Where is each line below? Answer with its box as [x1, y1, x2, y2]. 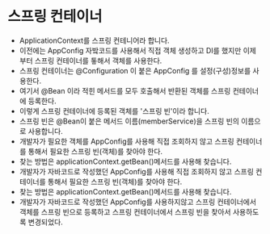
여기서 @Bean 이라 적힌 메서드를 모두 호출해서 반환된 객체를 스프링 [19, 86, 231, 95]
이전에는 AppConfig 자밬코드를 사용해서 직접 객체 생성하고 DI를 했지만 [19, 45, 242, 55]
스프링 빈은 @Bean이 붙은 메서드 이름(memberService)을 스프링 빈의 [19, 116, 240, 126]
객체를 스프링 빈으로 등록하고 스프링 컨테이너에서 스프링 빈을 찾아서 [19, 207, 231, 216]
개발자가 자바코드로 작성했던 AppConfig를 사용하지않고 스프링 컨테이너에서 [19, 197, 256, 207]
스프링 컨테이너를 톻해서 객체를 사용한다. [34, 56, 162, 65]
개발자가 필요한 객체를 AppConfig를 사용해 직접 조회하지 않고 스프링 [19, 136, 235, 146]
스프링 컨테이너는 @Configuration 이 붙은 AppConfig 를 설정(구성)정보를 [19, 65, 251, 75]
